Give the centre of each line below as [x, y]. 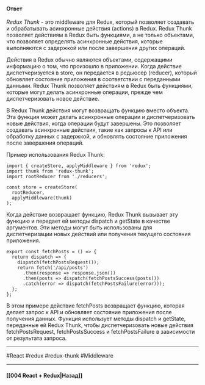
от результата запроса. [37, 338]
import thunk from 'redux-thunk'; [50, 171]
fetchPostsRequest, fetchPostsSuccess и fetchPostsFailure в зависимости [101, 332]
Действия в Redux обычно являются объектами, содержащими [89, 60]
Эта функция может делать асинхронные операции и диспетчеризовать [101, 117]
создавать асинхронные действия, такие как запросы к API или [89, 130]
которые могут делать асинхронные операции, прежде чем [85, 92]
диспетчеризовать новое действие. [53, 99]
